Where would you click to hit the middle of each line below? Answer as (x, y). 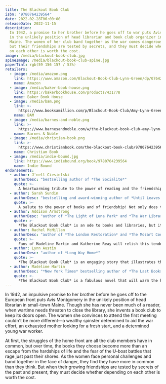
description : (19, 28)
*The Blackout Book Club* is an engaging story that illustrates (87, 262)
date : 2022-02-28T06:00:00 (33, 19)
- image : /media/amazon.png (39, 74)
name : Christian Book (36, 152)
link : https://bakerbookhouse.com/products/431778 (67, 92)
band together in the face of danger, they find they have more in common (80, 362)
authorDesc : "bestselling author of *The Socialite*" (70, 180)
